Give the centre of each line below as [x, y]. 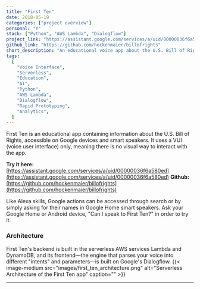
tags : [13, 56]
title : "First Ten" [30, 12]
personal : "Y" [24, 28]
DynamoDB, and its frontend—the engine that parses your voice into [90, 255]
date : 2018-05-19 [28, 17]
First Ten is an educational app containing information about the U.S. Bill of [98, 134]
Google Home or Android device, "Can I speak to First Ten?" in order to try [97, 214]
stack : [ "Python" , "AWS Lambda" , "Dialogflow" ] [66, 34]
